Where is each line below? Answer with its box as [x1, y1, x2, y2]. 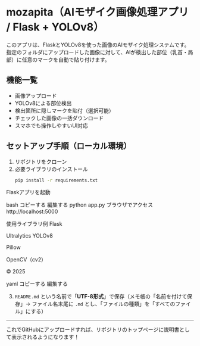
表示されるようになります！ [11, 333, 79, 341]
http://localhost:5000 [6, 208, 58, 215]
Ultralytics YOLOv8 [6, 232, 54, 239]
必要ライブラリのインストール [14, 165, 88, 173]
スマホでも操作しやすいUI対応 [14, 121, 88, 129]
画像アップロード [14, 92, 57, 99]
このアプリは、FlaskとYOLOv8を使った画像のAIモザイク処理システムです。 [6, 41, 190, 48]
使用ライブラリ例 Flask [6, 220, 62, 227]
